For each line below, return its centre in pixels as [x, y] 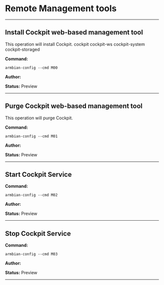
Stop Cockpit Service [38, 234]
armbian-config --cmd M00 [31, 68]
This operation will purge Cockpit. [39, 118]
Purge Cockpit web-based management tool [74, 106]
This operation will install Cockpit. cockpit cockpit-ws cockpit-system [75, 44]
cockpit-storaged [22, 49]
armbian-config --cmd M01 [31, 136]
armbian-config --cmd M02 [31, 195]
